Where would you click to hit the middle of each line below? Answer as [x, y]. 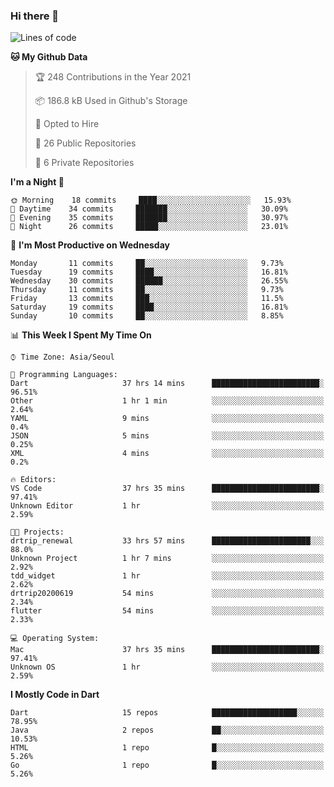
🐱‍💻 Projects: [37, 532]
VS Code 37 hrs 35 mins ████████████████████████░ [167, 489]
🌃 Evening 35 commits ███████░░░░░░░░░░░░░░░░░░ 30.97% [149, 218]
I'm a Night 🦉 [37, 182]
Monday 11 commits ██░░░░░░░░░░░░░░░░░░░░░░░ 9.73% [147, 264]
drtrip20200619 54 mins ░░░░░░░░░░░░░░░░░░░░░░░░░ [167, 594]
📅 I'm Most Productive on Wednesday [90, 245]
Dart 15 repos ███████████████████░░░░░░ [167, 713]
